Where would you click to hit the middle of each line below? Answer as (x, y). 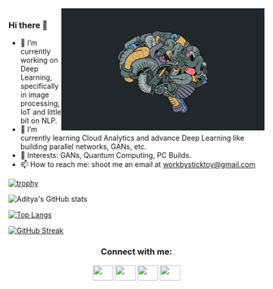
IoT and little (41, 112)
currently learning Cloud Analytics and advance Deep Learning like (132, 138)
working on (39, 60)
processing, (40, 103)
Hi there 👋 (28, 25)
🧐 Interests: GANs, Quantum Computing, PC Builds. (106, 155)
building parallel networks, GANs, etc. (83, 147)
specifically (39, 86)
